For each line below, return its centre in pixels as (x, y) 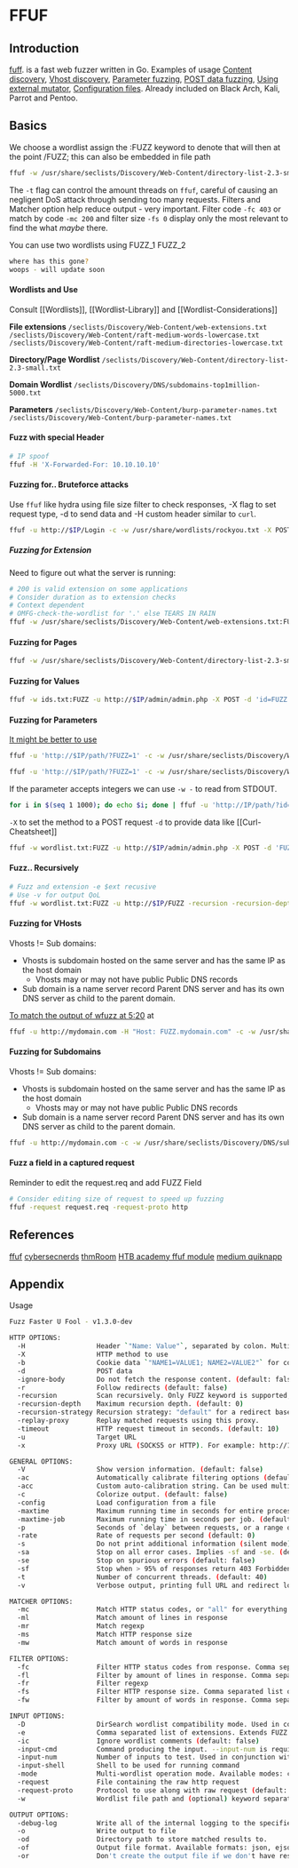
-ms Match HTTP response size (105, 1635)
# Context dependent (47, 605)
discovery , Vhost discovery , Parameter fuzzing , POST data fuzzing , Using (144, 79)
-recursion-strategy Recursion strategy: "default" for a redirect (145, 1413)
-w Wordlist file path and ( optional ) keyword (138, 1799)
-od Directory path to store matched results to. (142, 1840)
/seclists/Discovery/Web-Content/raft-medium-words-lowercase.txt (134, 335)
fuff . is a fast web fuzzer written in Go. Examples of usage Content (131, 69)
